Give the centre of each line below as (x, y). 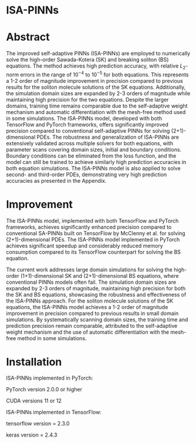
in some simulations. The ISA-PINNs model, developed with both (84, 118)
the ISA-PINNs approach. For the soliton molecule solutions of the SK (90, 301)
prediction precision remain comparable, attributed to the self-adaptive (92, 325)
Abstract (28, 37)
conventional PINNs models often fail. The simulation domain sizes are (91, 282)
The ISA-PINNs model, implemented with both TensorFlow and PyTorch (92, 220)
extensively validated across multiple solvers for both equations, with (89, 143)
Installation (34, 362)
